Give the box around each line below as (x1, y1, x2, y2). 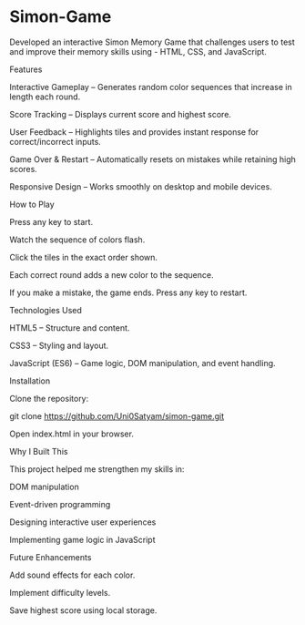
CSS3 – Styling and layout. (9, 340, 109, 351)
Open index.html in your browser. (9, 428, 135, 439)
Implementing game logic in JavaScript (9, 534, 156, 545)
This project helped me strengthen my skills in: (9, 463, 185, 475)
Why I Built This (9, 446, 68, 456)
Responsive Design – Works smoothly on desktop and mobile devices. (9, 180, 273, 192)
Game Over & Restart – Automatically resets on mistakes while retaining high (9, 153, 296, 165)
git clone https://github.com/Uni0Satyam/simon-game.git (9, 410, 225, 421)
